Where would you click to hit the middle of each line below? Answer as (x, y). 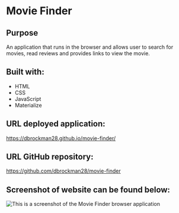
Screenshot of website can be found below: (88, 190)
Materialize (28, 105)
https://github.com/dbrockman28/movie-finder (63, 171)
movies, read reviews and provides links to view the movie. (78, 53)
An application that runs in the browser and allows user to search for (90, 47)
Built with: (25, 72)
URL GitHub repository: (50, 157)
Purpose (22, 33)
